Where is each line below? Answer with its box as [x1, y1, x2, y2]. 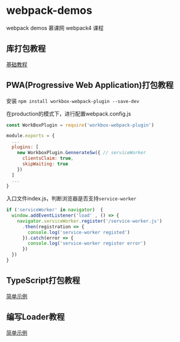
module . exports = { [6, 133, 55, 139]
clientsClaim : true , [22, 155, 74, 161]
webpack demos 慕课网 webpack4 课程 [6, 24, 104, 31]
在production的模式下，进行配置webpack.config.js [6, 110, 131, 117]
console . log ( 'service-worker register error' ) [28, 240, 146, 247]
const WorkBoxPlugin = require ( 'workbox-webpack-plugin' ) [6, 122, 154, 128]
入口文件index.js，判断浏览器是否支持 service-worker [6, 195, 137, 202]
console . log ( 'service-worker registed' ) [28, 229, 130, 235]
